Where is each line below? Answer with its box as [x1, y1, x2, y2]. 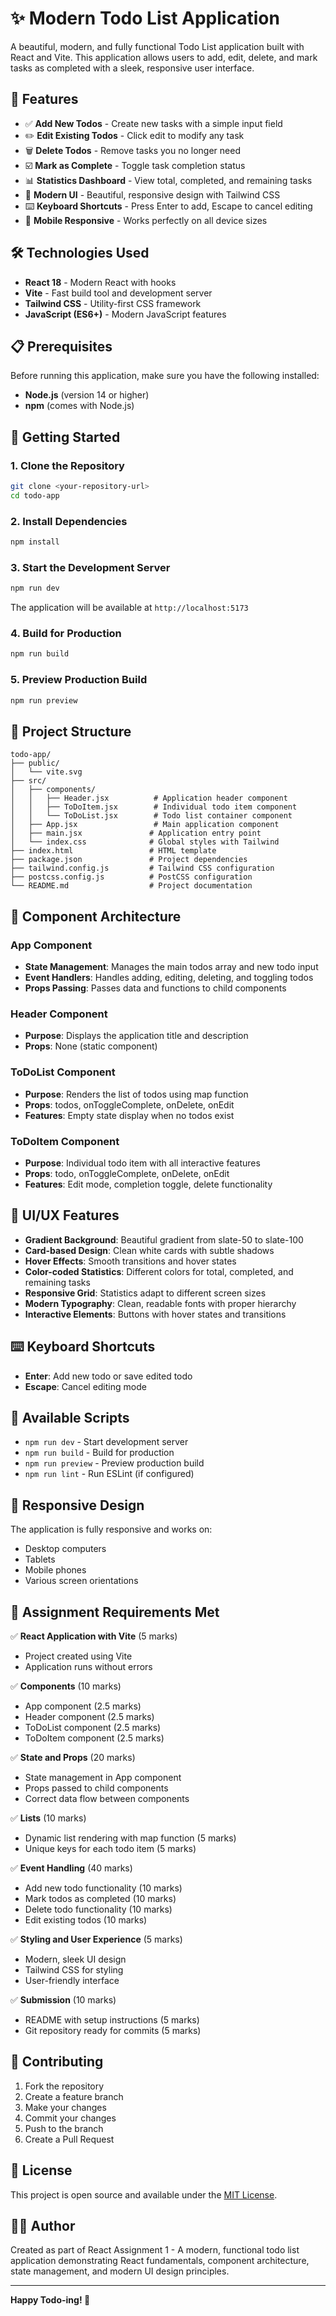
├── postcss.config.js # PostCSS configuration [10, 872, 253, 882]
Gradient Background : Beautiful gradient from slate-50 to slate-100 [24, 1233, 304, 1246]
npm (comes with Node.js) [24, 400, 135, 412]
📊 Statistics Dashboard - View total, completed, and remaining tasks [24, 174, 313, 186]
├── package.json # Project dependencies [10, 855, 248, 865]
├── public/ [10, 758, 60, 769]
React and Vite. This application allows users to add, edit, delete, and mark [10, 51, 318, 63]
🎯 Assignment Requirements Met [10, 1603, 220, 1621]
